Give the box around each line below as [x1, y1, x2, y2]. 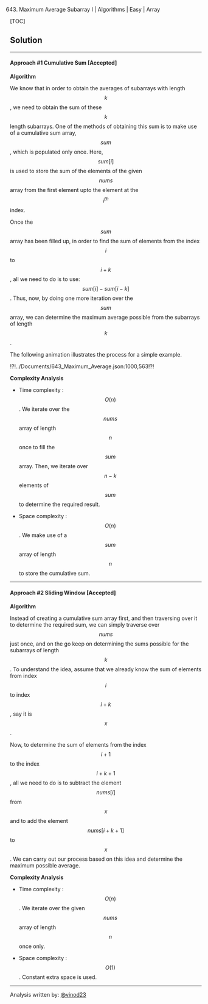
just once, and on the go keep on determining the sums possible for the [10, 640, 189, 647]
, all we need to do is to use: [10, 275, 80, 283]
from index [10, 672, 37, 679]
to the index [10, 760, 40, 767]
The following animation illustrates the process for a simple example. [10, 351, 182, 358]
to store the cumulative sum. [18, 569, 91, 577]
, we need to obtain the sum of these [10, 104, 102, 111]
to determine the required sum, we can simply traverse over [10, 621, 160, 628]
